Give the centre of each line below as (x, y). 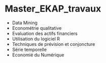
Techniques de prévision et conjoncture (54, 44)
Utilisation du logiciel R (36, 39)
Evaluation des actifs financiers (45, 33)
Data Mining (25, 23)
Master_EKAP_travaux (53, 9)
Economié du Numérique (38, 55)
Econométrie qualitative (37, 28)
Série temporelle (29, 49)
